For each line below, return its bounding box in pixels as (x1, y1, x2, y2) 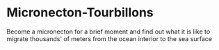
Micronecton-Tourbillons (6, 5, 154, 21)
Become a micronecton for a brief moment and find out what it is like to (6, 27, 211, 36)
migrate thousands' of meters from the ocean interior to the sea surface (6, 34, 213, 42)
